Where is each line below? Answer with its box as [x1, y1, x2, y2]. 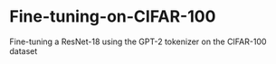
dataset [9, 45, 38, 56]
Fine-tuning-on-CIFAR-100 [9, 6, 216, 27]
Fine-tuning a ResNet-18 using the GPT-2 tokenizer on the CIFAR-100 [9, 36, 267, 47]
